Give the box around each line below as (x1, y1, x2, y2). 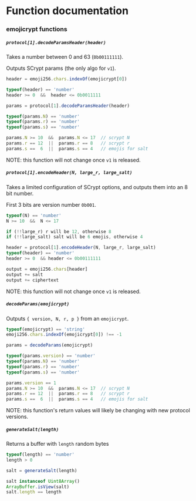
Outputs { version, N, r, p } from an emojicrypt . (6, 315, 129, 322)
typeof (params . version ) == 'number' (6, 353, 96, 359)
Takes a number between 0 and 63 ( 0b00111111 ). (6, 53, 124, 60)
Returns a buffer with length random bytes (6, 441, 109, 448)
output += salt (6, 271, 43, 277)
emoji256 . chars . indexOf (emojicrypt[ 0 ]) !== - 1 (6, 332, 122, 338)
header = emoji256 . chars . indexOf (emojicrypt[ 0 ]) (6, 76, 127, 82)
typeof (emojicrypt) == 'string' (6, 326, 85, 332)
